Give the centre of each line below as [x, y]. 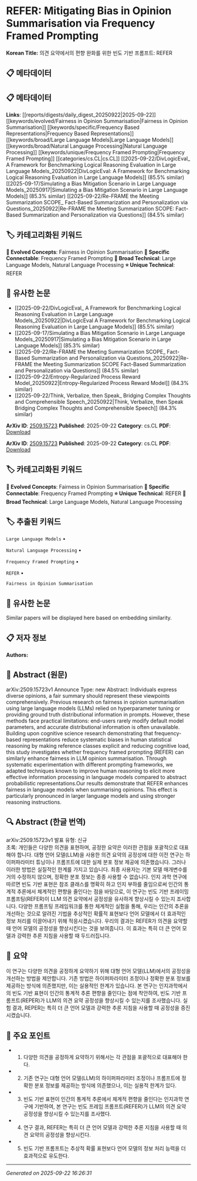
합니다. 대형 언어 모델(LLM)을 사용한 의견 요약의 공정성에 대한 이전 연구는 [101, 854]
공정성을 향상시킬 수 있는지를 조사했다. [67, 1114]
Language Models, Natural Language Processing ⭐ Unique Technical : [91, 265]
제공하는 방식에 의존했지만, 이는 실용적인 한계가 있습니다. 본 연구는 [82, 986]
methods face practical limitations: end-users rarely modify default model [95, 721]
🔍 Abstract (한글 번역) [46, 822]
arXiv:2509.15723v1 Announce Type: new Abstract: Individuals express [91, 689]
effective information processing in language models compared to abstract [96, 777]
